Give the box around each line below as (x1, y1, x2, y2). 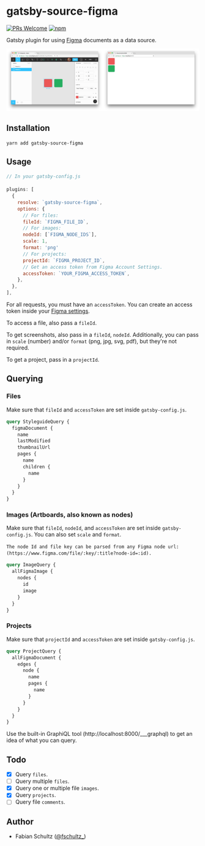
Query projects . (15, 792, 56, 799)
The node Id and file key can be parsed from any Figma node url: (6, 544, 179, 550)
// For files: (22, 212, 59, 219)
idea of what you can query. (6, 736, 77, 744)
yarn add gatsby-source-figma (6, 140, 84, 146)
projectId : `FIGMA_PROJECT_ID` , (22, 257, 105, 264)
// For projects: (22, 251, 67, 257)
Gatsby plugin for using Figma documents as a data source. (6, 36, 157, 43)
